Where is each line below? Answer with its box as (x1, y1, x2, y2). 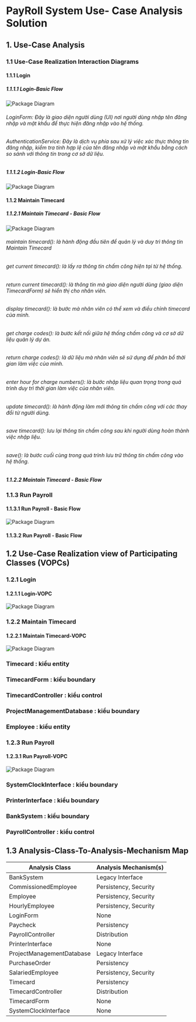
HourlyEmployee (9, 901, 55, 909)
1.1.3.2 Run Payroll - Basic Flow (6, 532, 83, 539)
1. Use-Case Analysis (6, 40, 85, 50)
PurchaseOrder (9, 959, 51, 967)
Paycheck (9, 921, 36, 929)
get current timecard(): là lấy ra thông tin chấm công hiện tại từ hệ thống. (6, 263, 183, 270)
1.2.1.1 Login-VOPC (6, 590, 52, 597)
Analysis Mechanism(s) (96, 863, 164, 871)
